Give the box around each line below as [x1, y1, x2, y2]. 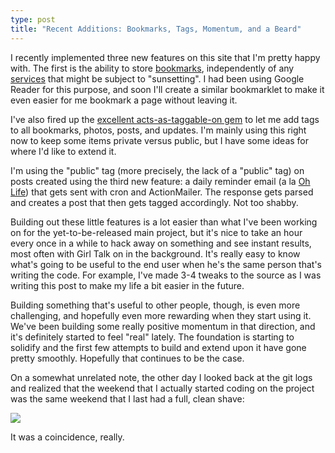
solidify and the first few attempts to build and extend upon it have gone [10, 341, 307, 353]
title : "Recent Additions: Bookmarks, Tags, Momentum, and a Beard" [10, 24, 302, 34]
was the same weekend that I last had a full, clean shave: [10, 392, 245, 405]
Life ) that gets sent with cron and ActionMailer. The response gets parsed [10, 186, 314, 198]
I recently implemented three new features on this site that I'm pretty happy [10, 51, 321, 63]
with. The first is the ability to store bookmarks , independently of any [10, 62, 295, 74]
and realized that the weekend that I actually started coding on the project [10, 382, 315, 394]
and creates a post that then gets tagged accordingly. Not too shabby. [10, 196, 299, 208]
